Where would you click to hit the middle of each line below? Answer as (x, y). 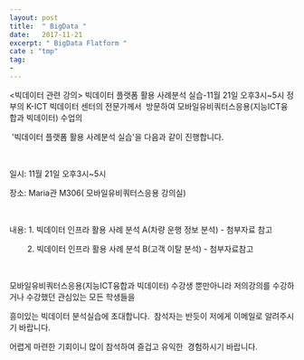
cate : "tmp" (34, 52)
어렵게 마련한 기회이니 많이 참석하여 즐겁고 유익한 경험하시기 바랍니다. (133, 346)
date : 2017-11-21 (46, 34)
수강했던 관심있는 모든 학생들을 (81, 297)
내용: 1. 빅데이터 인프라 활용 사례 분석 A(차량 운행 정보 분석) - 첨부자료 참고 (141, 229)
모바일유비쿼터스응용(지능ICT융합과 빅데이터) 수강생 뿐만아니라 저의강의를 (140, 285)
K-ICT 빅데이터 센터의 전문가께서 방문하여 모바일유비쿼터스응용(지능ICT (153, 106)
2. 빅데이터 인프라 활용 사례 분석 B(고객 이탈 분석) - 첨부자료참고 (140, 249)
